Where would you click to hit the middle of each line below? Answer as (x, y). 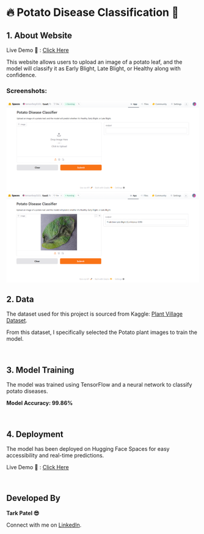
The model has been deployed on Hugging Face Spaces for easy (88, 448)
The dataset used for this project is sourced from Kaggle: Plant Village (95, 314)
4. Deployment (35, 434)
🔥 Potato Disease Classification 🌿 (93, 13)
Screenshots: (27, 91)
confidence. (21, 75)
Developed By (34, 498)
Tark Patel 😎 (23, 513)
